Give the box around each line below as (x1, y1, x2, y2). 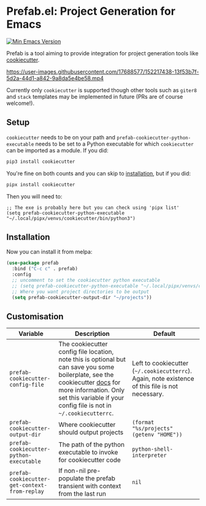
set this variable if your (58, 394, 124, 402)
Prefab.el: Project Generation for (6, 4, 176, 18)
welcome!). (6, 99, 35, 107)
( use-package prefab (6, 260, 59, 267)
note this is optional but (58, 355, 126, 364)
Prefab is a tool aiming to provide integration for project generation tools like (6, 49, 199, 56)
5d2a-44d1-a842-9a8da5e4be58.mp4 (6, 74, 104, 82)
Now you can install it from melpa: (6, 248, 93, 255)
